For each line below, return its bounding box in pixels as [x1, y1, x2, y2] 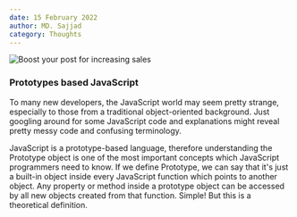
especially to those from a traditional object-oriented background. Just [9, 106, 270, 117]
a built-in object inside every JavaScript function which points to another [9, 171, 277, 181]
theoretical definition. [9, 199, 88, 210]
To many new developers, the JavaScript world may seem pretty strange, [9, 96, 280, 107]
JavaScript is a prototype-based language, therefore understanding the [9, 142, 273, 153]
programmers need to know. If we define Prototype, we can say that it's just [9, 162, 289, 172]
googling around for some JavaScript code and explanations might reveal [9, 115, 280, 126]
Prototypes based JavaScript [9, 77, 139, 89]
